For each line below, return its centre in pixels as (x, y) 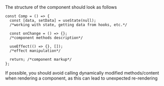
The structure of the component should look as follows (61, 7)
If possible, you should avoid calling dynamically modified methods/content (82, 73)
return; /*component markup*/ (41, 59)
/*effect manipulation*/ (35, 51)
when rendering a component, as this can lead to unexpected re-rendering (81, 78)
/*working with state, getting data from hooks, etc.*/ (68, 25)
